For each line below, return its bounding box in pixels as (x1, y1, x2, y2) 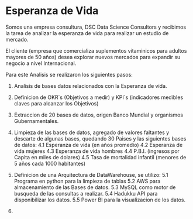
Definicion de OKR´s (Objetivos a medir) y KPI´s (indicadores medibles (13, 94, 184, 101)
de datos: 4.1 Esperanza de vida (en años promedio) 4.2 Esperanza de (13, 141, 183, 148)
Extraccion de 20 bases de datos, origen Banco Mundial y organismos (13, 111, 184, 118)
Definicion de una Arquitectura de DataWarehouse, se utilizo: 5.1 (13, 171, 168, 178)
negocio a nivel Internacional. (5, 60, 77, 67)
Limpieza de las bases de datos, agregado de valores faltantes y (13, 129, 170, 136)
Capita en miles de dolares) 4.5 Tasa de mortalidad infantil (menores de (13, 153, 187, 160)
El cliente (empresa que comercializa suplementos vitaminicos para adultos (5, 47, 187, 54)
